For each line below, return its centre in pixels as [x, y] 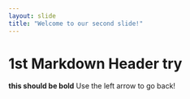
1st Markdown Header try [95, 64]
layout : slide [32, 16]
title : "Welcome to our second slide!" [76, 24]
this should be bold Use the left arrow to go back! [92, 86]
